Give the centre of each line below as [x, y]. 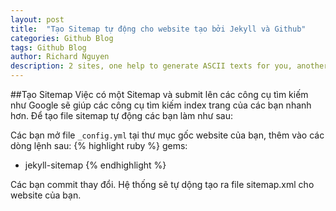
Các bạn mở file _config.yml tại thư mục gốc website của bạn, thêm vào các [167, 135]
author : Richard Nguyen [60, 57]
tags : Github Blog [48, 47]
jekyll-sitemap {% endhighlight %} [95, 165]
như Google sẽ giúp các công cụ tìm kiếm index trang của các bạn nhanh [161, 105]
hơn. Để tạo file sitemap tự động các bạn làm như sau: [122, 115]
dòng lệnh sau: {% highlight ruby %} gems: [99, 145]
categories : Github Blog [62, 38]
